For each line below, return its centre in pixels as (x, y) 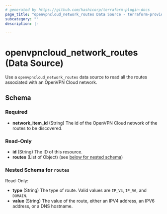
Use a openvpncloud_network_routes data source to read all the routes (76, 77)
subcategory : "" (22, 19)
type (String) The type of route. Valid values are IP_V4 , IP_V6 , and (79, 190)
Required (16, 112)
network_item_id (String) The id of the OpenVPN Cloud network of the (85, 123)
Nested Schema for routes (37, 170)
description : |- (22, 24)
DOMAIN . (20, 196)
